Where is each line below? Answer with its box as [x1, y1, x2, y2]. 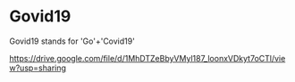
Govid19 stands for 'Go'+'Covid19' [9, 36, 136, 46]
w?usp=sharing [9, 62, 67, 73]
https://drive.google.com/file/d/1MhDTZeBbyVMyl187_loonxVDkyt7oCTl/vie [9, 53, 286, 63]
